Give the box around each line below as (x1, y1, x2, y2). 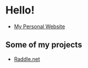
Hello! (5, 4, 35, 17)
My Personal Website (13, 23, 65, 30)
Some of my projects (5, 40, 82, 50)
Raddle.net (13, 55, 40, 62)
